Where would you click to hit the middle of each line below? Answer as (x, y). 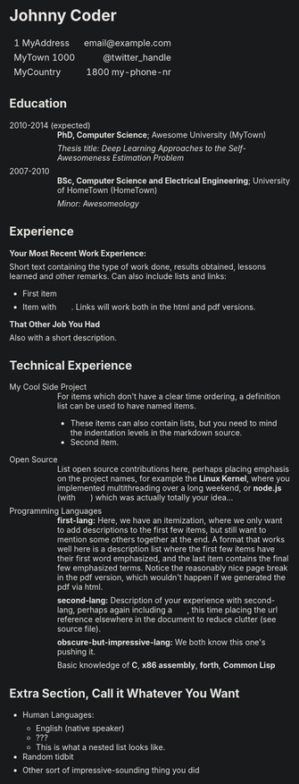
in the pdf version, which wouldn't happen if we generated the (171, 577)
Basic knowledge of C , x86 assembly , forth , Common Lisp (166, 665)
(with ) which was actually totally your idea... (145, 498)
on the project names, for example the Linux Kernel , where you (173, 478)
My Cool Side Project (48, 387)
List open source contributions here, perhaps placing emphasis (173, 469)
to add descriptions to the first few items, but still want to (162, 530)
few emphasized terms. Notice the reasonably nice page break (172, 568)
